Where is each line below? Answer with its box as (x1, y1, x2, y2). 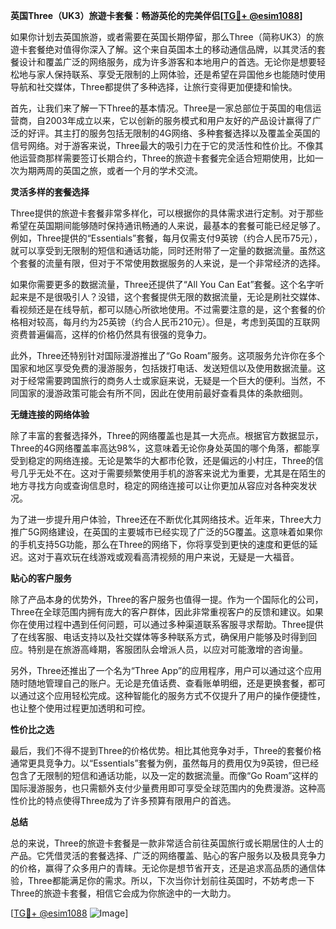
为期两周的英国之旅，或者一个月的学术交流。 (18, 165, 203, 176)
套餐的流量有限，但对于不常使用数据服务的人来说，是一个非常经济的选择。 (18, 257, 326, 269)
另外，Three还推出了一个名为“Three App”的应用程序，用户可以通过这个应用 (10, 665, 323, 676)
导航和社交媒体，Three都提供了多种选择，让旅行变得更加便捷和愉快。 (10, 81, 298, 93)
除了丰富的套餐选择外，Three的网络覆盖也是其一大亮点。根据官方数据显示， (10, 430, 324, 441)
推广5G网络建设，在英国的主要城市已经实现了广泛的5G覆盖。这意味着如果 (10, 526, 315, 538)
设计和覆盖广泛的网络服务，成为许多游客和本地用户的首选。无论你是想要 (18, 56, 317, 68)
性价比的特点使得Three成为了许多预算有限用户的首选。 (10, 795, 237, 806)
